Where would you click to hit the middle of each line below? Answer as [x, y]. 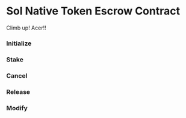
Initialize [19, 43]
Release [18, 92]
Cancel [17, 75]
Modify [17, 108]
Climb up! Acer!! [26, 28]
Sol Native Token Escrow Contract [93, 11]
